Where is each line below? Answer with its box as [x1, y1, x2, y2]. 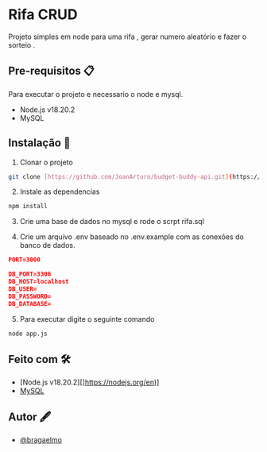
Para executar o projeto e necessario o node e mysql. [8, 89, 184, 99]
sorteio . [8, 40, 36, 49]
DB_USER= [8, 284, 37, 293]
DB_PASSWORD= [8, 292, 52, 300]
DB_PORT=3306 [8, 270, 52, 279]
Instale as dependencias [19, 187, 100, 196]
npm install [8, 203, 48, 211]
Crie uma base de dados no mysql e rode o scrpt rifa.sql [19, 217, 205, 226]
